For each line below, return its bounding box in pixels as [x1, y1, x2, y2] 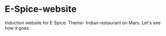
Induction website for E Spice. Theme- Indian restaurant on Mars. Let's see [5, 20, 161, 26]
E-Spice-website [5, 3, 77, 15]
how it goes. [5, 25, 31, 31]
